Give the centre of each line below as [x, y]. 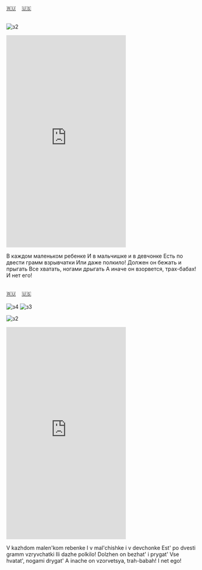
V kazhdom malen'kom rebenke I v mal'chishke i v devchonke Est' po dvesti [101, 548]
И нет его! [19, 275]
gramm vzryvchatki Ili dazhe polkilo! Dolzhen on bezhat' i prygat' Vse [93, 554]
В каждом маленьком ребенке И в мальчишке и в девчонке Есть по [95, 256]
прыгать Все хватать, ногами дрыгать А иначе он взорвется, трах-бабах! [101, 269]
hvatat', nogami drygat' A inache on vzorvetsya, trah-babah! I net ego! [94, 561]
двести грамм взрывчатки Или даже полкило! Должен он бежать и [94, 262]
